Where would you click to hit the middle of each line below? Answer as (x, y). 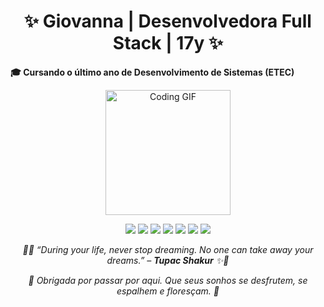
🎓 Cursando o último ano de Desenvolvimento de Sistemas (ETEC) (152, 72)
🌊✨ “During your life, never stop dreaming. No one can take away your (168, 249)
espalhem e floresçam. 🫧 (168, 291)
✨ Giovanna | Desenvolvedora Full (168, 21)
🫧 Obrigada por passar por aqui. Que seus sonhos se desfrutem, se (168, 280)
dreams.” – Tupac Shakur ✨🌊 (168, 260)
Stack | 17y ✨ (168, 43)
